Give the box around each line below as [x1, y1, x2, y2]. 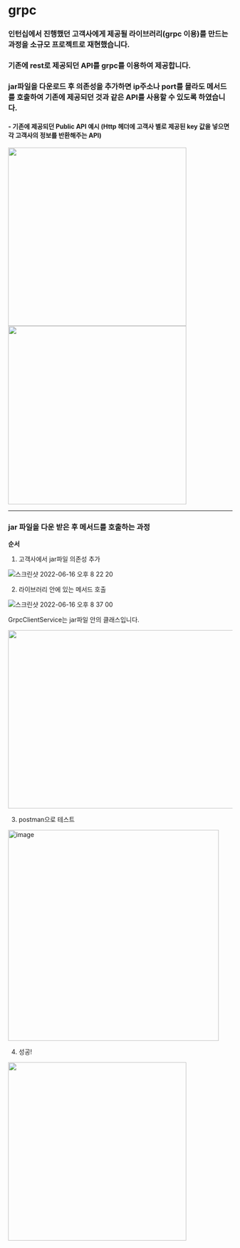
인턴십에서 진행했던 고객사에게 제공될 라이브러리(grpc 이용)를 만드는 [8, 29, 229, 39]
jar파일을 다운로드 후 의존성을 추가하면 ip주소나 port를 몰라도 [8, 81, 205, 91]
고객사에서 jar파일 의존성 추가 [18, 555, 100, 564]
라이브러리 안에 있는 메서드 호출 [18, 585, 106, 594]
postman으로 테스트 [18, 816, 75, 824]
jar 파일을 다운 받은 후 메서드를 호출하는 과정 [8, 522, 150, 532]
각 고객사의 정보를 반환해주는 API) [8, 131, 102, 139]
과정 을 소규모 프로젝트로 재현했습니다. [8, 40, 130, 50]
